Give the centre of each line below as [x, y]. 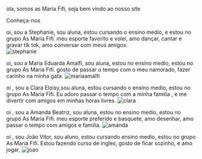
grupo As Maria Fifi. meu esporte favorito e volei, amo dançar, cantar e [94, 38]
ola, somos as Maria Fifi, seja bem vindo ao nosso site [73, 9]
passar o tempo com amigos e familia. [54, 125]
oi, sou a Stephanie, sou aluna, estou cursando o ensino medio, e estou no [99, 32]
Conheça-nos [23, 20]
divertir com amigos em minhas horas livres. [61, 100]
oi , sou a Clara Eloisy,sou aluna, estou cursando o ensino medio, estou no [99, 88]
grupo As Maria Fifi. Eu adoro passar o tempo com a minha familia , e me [96, 94]
